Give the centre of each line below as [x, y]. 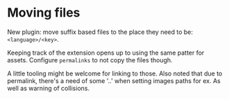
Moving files [44, 13]
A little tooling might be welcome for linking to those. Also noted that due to [115, 73]
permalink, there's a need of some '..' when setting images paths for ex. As [114, 80]
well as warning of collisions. [49, 88]
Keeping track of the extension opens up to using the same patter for [106, 53]
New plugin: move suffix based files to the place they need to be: [100, 32]
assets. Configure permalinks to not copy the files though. [90, 60]
